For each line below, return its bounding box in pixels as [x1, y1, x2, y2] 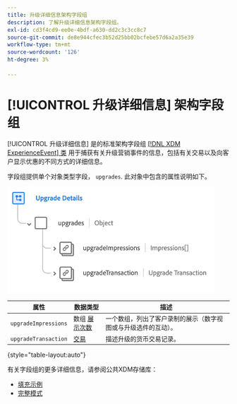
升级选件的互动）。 [123, 323, 177, 332]
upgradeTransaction [10, 335, 68, 343]
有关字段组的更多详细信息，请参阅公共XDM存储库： [7, 365, 158, 374]
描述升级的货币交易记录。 [105, 334, 180, 343]
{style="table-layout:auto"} [7, 350, 86, 360]
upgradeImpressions [10, 320, 68, 327]
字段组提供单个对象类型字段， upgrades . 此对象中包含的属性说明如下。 [7, 172, 212, 180]
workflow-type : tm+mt [7, 41, 71, 49]
